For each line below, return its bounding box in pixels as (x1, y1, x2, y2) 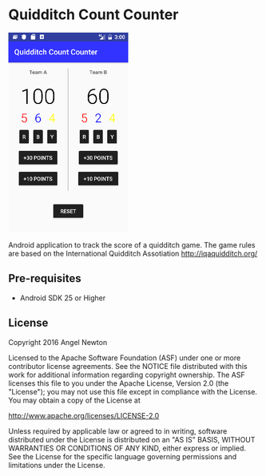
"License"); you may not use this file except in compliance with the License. (8, 387, 258, 396)
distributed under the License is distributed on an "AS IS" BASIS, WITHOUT (8, 434, 256, 444)
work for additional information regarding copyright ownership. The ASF (8, 370, 245, 379)
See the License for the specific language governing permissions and (8, 451, 237, 461)
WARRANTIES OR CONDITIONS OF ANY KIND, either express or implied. (8, 443, 246, 453)
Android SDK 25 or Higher (19, 293, 106, 303)
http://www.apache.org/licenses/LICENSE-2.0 (8, 411, 160, 420)
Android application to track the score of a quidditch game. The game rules (8, 240, 256, 249)
